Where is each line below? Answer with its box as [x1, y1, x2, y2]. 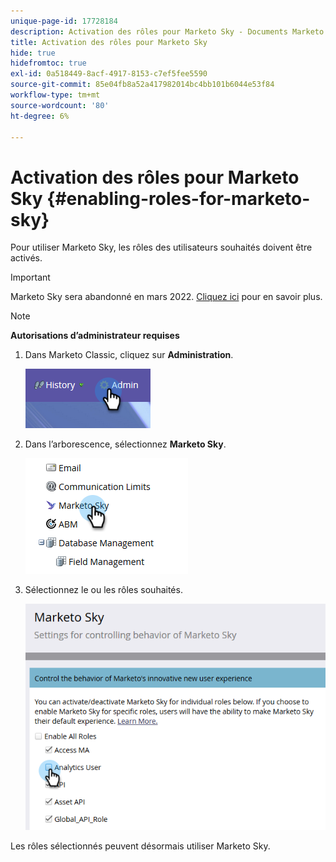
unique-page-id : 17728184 [10, 16, 118, 26]
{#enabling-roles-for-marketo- [46, 187, 311, 210]
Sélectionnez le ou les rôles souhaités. [24, 584, 183, 596]
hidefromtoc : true [10, 58, 87, 69]
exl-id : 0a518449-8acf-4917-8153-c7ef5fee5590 [10, 69, 208, 79]
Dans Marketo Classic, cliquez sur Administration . [24, 349, 234, 361]
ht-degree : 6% [10, 111, 70, 121]
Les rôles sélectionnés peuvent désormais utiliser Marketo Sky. [10, 840, 271, 852]
